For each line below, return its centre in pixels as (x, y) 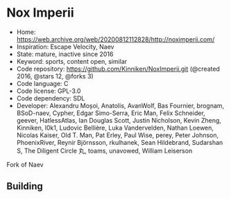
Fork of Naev (25, 164)
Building (25, 186)
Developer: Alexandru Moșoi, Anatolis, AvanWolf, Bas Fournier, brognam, (120, 105)
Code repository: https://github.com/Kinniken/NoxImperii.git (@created (118, 69)
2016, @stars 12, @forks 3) (55, 76)
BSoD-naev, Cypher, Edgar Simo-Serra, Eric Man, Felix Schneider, (111, 113)
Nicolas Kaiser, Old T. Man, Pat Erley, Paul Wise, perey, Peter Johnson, (118, 135)
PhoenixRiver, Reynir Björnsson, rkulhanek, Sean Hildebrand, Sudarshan (120, 142)
